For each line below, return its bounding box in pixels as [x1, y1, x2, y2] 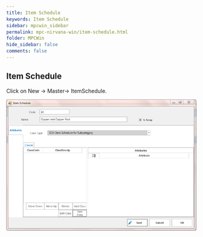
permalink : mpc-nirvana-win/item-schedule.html [6, 29, 129, 35]
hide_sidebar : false [6, 42, 59, 48]
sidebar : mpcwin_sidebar [6, 22, 69, 28]
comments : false [6, 48, 47, 54]
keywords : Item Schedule [6, 16, 69, 22]
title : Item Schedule [6, 10, 61, 16]
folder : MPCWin [6, 35, 45, 42]
